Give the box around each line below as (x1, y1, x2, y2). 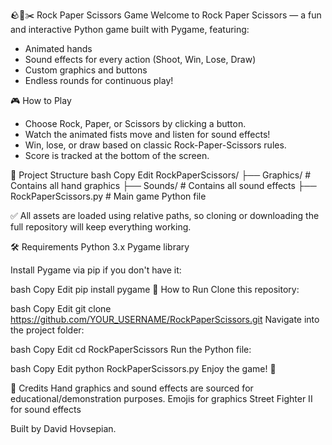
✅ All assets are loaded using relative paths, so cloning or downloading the (10, 210, 320, 221)
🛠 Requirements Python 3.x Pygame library (10, 241, 190, 253)
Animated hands (24, 43, 93, 54)
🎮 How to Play (10, 95, 72, 106)
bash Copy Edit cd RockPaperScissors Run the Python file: (10, 344, 252, 355)
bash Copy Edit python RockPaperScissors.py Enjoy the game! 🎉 (10, 363, 277, 374)
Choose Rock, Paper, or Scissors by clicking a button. (24, 118, 247, 129)
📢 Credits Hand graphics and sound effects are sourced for (10, 382, 254, 394)
